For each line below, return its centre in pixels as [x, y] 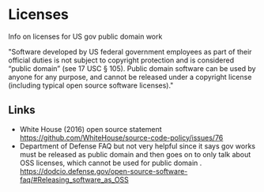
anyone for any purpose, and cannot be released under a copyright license [130, 77]
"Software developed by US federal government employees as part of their [130, 51]
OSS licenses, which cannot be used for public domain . [111, 163]
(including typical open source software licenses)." [91, 85]
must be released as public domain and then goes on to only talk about [135, 154]
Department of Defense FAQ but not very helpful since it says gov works [137, 146]
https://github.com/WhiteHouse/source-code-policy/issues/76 [121, 137]
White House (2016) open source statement [91, 129]
